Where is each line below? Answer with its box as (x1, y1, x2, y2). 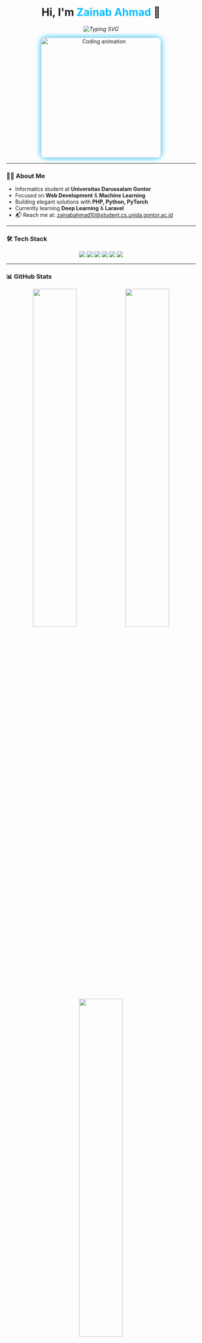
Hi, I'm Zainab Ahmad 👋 (41, 5, 161, 19)
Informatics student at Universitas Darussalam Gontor (14, 185, 151, 193)
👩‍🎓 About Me (6, 172, 45, 180)
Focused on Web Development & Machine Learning (14, 192, 145, 199)
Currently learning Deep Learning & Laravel (14, 205, 124, 212)
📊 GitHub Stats (6, 272, 52, 281)
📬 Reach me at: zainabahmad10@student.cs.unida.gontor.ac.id (14, 211, 173, 219)
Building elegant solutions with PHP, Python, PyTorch (14, 198, 148, 205)
